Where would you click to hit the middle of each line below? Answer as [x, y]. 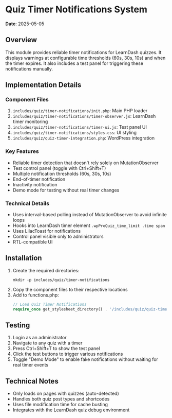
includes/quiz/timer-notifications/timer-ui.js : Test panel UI [80, 127]
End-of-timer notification [39, 179]
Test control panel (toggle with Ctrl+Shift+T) [59, 168]
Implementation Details [43, 85]
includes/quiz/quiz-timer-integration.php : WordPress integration [84, 138]
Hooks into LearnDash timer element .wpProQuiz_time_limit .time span [89, 225]
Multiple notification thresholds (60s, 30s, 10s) [62, 173]
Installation [24, 258]
